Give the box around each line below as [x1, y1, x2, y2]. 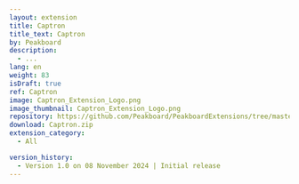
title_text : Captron [9, 29, 86, 38]
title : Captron [9, 21, 66, 30]
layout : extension [9, 12, 77, 22]
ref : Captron [9, 87, 58, 96]
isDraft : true [9, 79, 62, 88]
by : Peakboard [9, 37, 62, 47]
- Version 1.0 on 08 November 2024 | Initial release [17, 161, 221, 170]
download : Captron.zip [9, 121, 93, 130]
